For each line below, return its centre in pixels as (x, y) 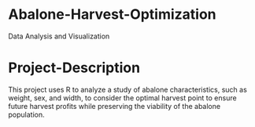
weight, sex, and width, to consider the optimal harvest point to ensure (123, 98)
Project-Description (74, 68)
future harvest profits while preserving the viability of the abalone (115, 106)
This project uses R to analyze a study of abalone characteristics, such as (128, 89)
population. (26, 114)
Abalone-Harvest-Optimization (112, 15)
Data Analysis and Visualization (59, 36)
